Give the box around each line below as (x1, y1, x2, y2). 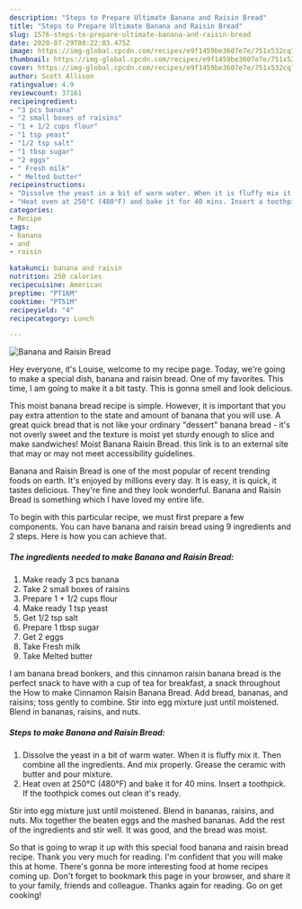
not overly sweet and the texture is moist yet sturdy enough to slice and (9, 429, 275, 440)
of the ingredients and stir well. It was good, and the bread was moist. (9, 824, 268, 835)
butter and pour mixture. (22, 769, 113, 779)
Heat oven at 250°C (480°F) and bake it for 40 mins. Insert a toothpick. (22, 778, 286, 789)
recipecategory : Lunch (9, 314, 94, 323)
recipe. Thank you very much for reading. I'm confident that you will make (9, 851, 283, 862)
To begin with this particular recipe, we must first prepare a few (9, 512, 244, 523)
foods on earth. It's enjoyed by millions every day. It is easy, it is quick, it (9, 475, 277, 486)
